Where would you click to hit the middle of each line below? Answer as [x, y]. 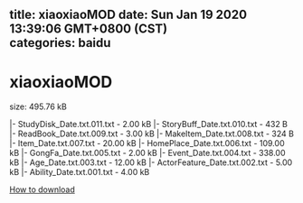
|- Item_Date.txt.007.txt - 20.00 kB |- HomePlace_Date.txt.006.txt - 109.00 [147, 143]
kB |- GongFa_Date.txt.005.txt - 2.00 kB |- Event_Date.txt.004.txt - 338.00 [148, 153]
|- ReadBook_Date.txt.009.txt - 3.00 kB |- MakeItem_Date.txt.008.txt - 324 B [151, 134]
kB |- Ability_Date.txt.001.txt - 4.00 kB [80, 172]
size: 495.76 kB [38, 106]
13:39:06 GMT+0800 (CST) [89, 29]
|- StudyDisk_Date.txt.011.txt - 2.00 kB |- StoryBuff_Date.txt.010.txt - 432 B [148, 125]
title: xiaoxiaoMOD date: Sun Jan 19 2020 [128, 15]
